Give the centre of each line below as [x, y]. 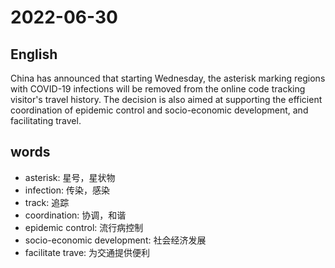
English [34, 54]
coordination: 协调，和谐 [75, 215]
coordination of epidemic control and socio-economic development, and [159, 110]
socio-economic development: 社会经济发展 [115, 240]
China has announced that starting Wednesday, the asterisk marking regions [168, 78]
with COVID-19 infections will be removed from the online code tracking [158, 89]
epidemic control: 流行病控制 [84, 227]
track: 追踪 [47, 202]
